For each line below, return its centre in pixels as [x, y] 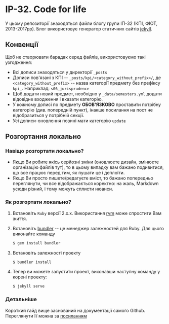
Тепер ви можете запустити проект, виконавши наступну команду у [86, 272]
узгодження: [19, 62]
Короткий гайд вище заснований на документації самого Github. [75, 310]
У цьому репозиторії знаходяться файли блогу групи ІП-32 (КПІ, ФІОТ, [81, 23]
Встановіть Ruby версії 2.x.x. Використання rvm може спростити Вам [87, 213]
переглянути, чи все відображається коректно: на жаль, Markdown [86, 184]
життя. [20, 219]
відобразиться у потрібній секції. [48, 115]
